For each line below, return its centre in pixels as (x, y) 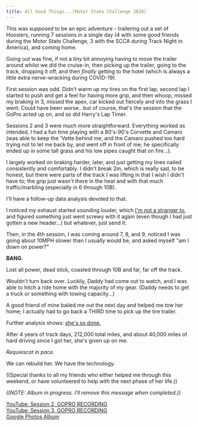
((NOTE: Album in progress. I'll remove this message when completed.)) (94, 392)
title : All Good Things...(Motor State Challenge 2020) (76, 12)
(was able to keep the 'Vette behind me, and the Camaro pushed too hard (95, 138)
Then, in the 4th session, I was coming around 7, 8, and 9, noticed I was (93, 234)
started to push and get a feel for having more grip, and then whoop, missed (99, 95)
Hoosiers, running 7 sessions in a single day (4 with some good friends (92, 35)
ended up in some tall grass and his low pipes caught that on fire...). (89, 151)
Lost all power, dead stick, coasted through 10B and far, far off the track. (94, 269)
